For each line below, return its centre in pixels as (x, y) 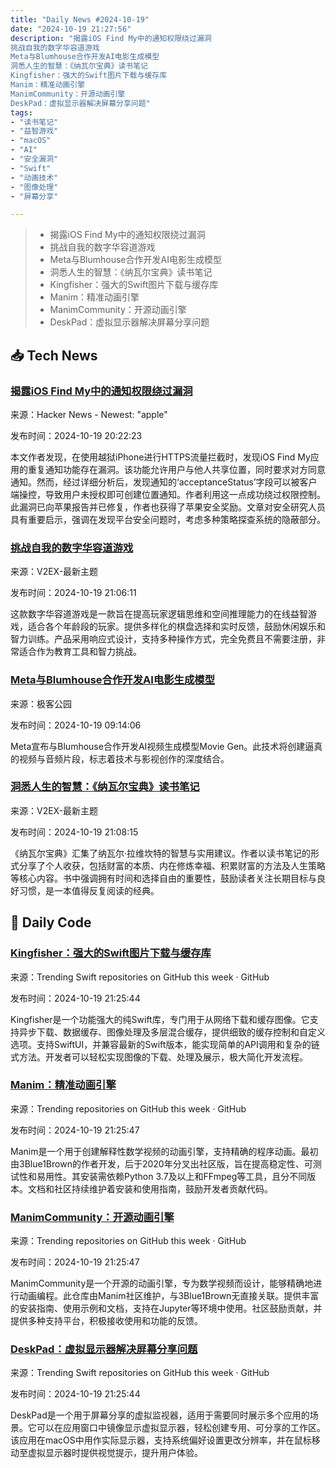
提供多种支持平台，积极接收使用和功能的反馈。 (106, 1321)
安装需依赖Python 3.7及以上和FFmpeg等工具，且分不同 (193, 1176)
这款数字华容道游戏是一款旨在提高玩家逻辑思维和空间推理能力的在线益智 (159, 614)
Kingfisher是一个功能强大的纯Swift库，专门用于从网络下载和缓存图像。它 (160, 1019)
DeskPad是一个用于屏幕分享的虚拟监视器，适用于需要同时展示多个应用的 (160, 1415)
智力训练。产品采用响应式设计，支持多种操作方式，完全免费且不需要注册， (163, 639)
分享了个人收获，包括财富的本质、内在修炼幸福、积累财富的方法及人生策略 (172, 865)
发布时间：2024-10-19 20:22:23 (76, 435)
